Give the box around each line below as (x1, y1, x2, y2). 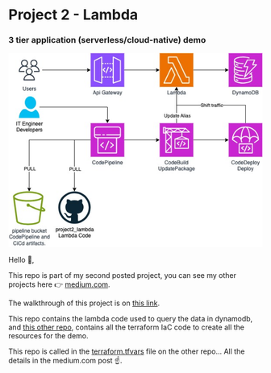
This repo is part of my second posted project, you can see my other (8, 270, 236, 280)
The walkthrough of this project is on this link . (8, 298, 161, 308)
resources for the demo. (8, 330, 89, 340)
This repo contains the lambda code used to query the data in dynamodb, (8, 313, 253, 323)
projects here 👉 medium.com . (8, 280, 110, 289)
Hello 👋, (8, 255, 35, 264)
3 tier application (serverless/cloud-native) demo (8, 35, 206, 46)
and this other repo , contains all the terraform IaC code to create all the (8, 322, 244, 332)
